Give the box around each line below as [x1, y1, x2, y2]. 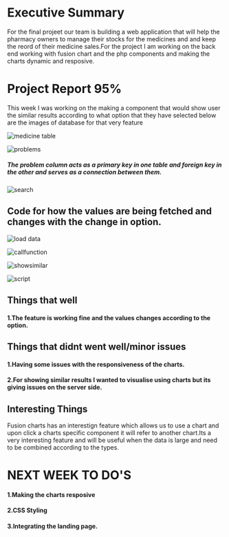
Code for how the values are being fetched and [7, 205, 212, 218]
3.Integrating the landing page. [7, 522, 98, 530]
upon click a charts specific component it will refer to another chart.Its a [7, 429, 212, 437]
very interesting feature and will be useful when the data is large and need [7, 436, 218, 445]
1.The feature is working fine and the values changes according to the [7, 313, 211, 322]
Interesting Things [7, 403, 88, 414]
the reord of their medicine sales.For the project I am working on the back [7, 42, 216, 50]
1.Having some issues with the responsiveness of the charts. [7, 360, 185, 368]
